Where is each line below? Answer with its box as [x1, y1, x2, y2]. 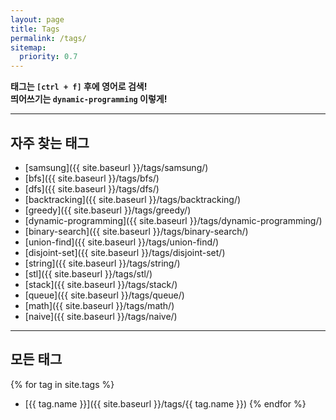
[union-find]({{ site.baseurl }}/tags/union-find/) [24, 236, 220, 248]
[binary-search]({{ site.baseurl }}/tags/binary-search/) [24, 225, 249, 237]
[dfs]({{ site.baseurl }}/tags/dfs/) [24, 182, 160, 195]
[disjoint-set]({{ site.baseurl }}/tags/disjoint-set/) [24, 246, 226, 258]
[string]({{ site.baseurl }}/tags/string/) [24, 257, 181, 269]
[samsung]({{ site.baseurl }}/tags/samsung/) [24, 161, 209, 173]
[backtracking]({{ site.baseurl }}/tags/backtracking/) [24, 193, 242, 205]
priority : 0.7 [19, 52, 78, 62]
